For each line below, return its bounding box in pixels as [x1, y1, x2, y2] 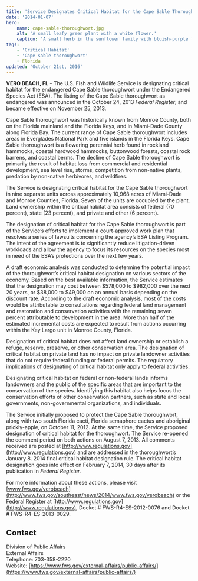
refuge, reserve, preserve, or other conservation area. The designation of [6, 344, 184, 352]
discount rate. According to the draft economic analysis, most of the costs [6, 295, 186, 302]
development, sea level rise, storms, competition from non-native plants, [6, 167, 183, 174]
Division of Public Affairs [6, 543, 66, 550]
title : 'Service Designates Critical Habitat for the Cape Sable [6, 8, 170, 15]
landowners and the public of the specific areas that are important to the [6, 381, 182, 388]
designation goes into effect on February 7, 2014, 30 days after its [6, 462, 166, 469]
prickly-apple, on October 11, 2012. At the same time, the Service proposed [6, 424, 188, 431]
